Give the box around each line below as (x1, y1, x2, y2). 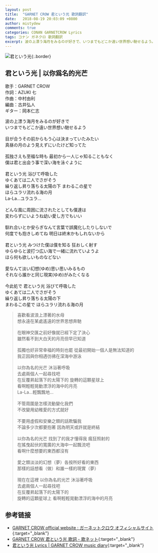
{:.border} (31, 53, 51, 59)
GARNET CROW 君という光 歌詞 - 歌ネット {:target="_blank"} (12, 536, 135, 542)
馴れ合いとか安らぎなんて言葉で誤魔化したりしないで (5, 224, 112, 230)
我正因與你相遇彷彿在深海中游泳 (17, 353, 82, 359)
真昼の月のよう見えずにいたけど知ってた (5, 142, 87, 148)
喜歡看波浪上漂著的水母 (17, 312, 65, 318)
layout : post (5, 7, 32, 12)
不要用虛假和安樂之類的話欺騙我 (17, 418, 82, 424)
